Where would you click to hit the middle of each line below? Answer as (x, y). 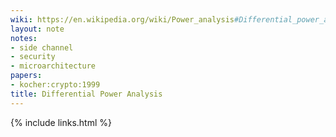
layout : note (37, 29)
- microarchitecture (53, 66)
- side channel (42, 47)
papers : (26, 76)
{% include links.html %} (61, 122)
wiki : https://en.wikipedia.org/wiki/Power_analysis (122, 19)
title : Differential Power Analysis (86, 94)
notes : (24, 38)
